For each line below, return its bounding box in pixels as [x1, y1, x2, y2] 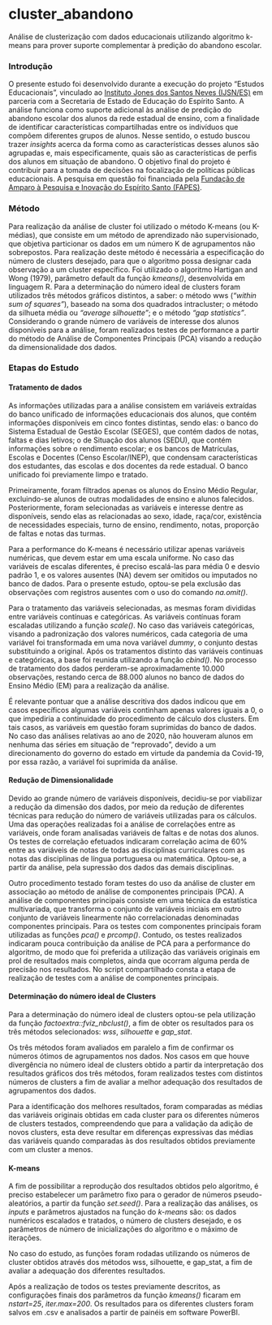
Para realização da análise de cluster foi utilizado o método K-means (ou [8, 221, 251, 231]
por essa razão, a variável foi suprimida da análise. [8, 757, 179, 766]
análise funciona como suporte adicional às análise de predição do [8, 105, 232, 114]
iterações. [8, 1233, 42, 1243]
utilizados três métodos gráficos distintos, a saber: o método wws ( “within [8, 290, 257, 300]
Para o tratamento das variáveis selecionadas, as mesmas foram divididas [8, 602, 257, 613]
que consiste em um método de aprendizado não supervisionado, [39, 230, 260, 240]
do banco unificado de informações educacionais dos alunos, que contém [8, 409, 257, 419]
